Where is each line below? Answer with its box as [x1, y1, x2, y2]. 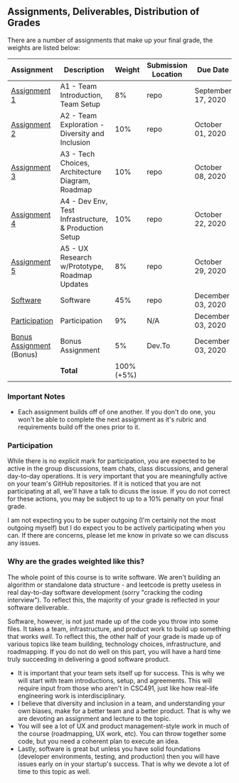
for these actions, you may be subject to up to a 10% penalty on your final [7, 495, 224, 503]
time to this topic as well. [17, 767, 91, 776]
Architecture [60, 167, 102, 177]
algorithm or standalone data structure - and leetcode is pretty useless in [7, 580, 222, 589]
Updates [60, 279, 89, 289]
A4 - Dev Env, [60, 196, 108, 206]
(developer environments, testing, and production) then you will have [17, 752, 221, 760]
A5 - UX [60, 243, 89, 253]
